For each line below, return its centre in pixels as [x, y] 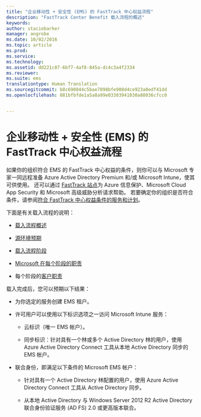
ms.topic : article [29, 45]
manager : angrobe [28, 34]
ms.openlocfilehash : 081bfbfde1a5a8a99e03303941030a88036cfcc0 [87, 95]
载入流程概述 [31, 225]
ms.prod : [17, 51]
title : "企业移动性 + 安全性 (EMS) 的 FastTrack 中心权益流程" [80, 12]
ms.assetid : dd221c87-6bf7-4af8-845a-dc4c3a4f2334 [71, 67]
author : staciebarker [33, 28]
